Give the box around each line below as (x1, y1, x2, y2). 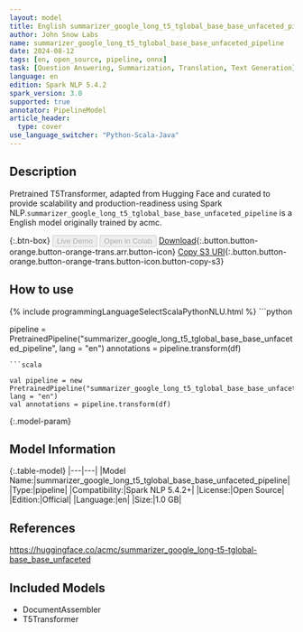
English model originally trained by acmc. (9, 217, 162, 228)
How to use (9, 282, 74, 298)
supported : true (9, 97, 70, 107)
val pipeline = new (9, 376, 83, 385)
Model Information (9, 441, 116, 457)
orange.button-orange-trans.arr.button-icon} (9, 246, 176, 257)
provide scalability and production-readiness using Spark (9, 198, 223, 209)
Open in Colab (103, 236, 152, 246)
